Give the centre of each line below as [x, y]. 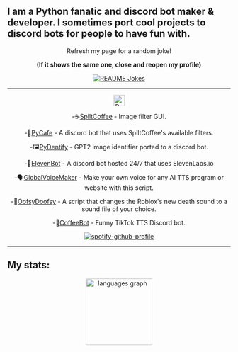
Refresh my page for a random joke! [119, 51]
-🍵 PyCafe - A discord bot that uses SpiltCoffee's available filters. [119, 132]
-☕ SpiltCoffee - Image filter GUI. [119, 116]
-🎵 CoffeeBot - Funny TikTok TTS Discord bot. [119, 222]
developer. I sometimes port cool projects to [107, 23]
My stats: [29, 265]
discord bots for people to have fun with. [99, 34]
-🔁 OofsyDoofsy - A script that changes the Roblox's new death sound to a [119, 201]
